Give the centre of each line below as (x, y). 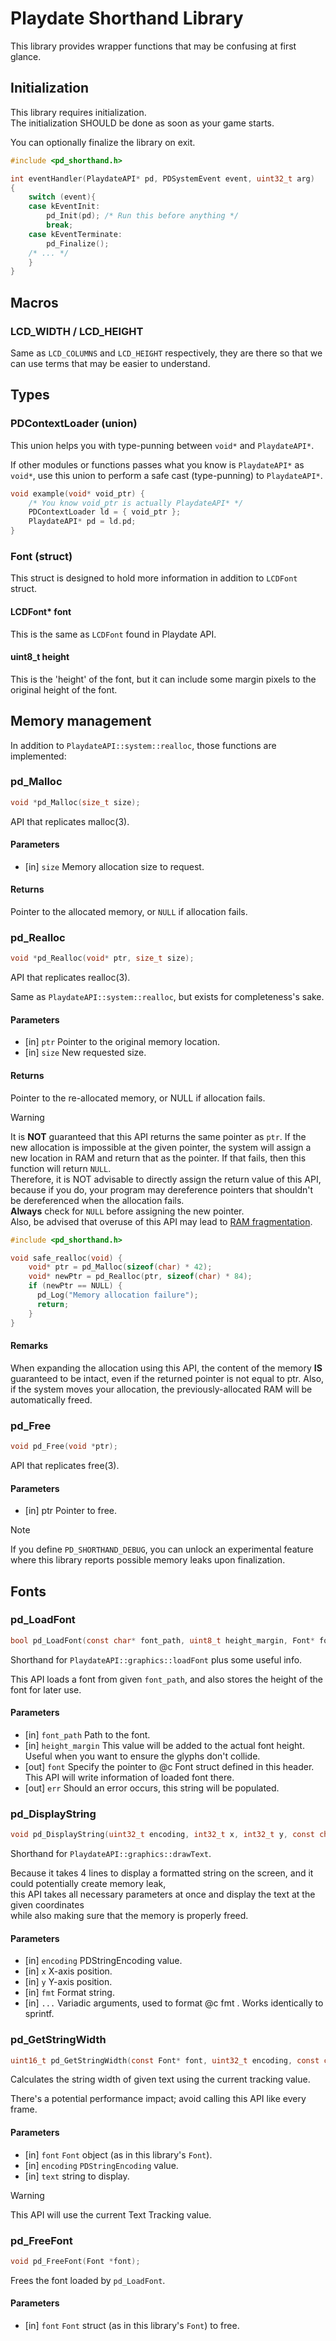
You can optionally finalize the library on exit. (103, 142)
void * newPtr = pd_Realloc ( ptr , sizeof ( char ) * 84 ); (140, 1277)
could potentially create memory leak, (88, 1884)
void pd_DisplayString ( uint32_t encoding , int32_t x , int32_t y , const (162, 1835)
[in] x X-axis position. (68, 1971)
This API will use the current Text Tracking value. (111, 2214)
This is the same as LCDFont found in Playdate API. (113, 634)
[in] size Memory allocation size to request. (114, 866)
